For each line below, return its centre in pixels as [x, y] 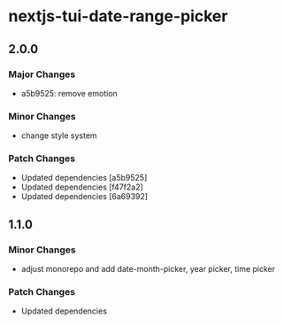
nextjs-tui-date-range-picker [118, 16]
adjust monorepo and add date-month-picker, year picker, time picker [148, 269]
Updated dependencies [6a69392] [84, 197]
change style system [59, 135]
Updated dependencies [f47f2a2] [82, 187]
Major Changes [42, 74]
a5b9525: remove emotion [69, 93]
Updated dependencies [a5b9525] [84, 178]
